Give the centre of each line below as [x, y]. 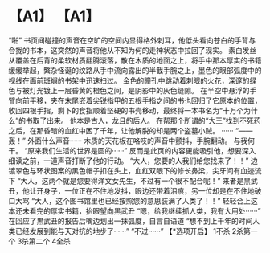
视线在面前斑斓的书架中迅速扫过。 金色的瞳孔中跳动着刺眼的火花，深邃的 [129, 80]
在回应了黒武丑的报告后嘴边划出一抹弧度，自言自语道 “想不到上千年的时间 [131, 221]
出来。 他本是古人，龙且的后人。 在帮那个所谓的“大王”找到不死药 [154, 120]
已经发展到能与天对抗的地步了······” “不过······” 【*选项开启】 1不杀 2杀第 [133, 231]
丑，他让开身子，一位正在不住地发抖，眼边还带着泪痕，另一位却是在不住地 [131, 190]
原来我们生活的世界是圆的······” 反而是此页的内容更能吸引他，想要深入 [142, 150]
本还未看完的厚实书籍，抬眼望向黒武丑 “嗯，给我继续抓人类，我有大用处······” [135, 210]
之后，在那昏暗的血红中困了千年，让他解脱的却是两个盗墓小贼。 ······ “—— [131, 130]
